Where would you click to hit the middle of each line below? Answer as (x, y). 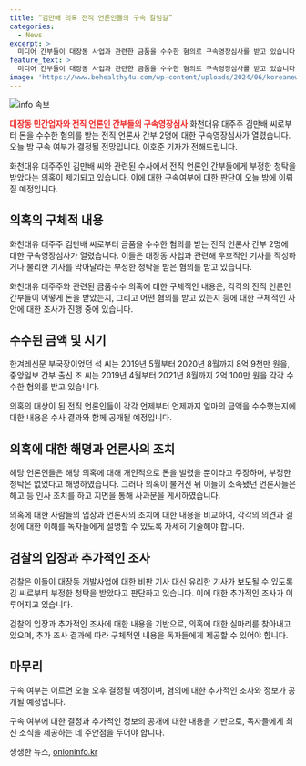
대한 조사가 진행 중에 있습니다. (80, 309)
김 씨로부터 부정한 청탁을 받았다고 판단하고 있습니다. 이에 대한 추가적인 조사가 (147, 593)
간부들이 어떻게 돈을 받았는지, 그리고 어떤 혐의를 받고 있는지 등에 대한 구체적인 (148, 297)
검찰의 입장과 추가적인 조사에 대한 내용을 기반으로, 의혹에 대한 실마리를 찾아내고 (150, 624)
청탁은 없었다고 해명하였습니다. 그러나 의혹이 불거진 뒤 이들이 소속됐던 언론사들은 (153, 484)
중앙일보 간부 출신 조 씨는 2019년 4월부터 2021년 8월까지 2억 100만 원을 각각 (147, 376)
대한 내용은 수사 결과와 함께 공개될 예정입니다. (91, 418)
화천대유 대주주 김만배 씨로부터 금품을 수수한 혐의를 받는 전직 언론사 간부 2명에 (149, 243)
